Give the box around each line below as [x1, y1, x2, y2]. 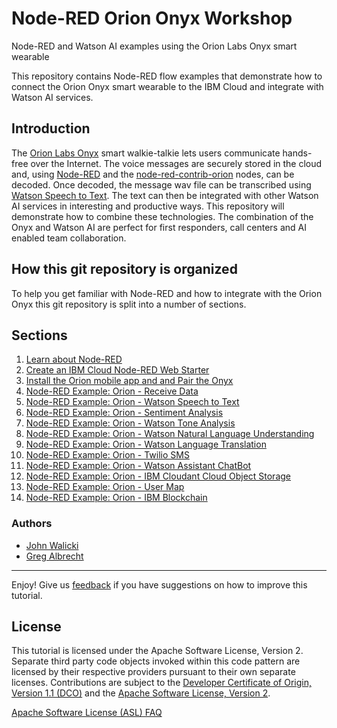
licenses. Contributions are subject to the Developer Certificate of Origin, [11, 677, 312, 689]
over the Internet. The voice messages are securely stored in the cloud [30, 157, 323, 169]
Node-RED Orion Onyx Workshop [11, 7, 293, 30]
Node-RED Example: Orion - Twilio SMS [25, 449, 190, 461]
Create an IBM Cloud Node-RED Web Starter [25, 364, 210, 376]
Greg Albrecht [25, 550, 84, 562]
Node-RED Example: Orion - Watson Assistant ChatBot [25, 460, 252, 472]
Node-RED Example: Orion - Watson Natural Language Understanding [25, 428, 315, 440]
